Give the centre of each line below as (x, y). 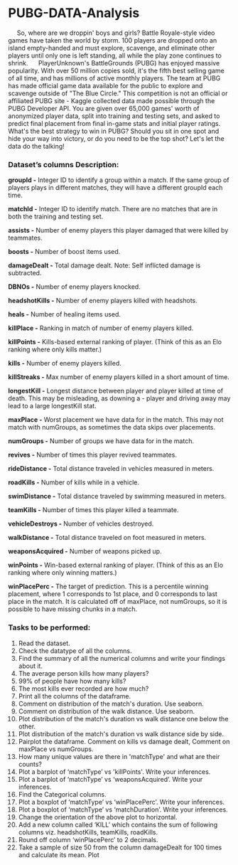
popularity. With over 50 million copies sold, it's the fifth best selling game (116, 70)
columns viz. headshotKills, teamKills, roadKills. (88, 832)
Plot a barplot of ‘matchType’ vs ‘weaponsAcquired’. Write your (110, 779)
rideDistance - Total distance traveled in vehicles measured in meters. (111, 469)
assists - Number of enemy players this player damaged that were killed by (118, 230)
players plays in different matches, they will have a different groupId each (115, 188)
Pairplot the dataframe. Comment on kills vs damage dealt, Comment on (124, 741)
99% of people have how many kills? (72, 681)
